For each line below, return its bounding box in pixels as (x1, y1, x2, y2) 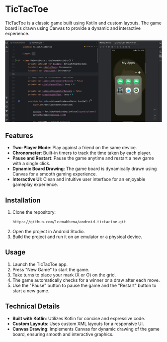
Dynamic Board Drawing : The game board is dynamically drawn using (12, 166, 157, 172)
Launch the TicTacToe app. (12, 261, 68, 267)
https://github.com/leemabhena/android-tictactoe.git (12, 220, 126, 225)
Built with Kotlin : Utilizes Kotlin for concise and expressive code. (12, 315, 146, 321)
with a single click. (12, 161, 51, 167)
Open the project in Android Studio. (12, 229, 85, 235)
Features (5, 131, 33, 140)
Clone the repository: (12, 209, 56, 215)
